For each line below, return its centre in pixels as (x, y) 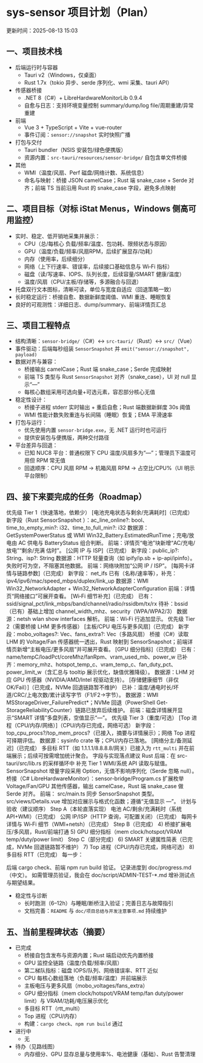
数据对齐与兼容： (36, 362)
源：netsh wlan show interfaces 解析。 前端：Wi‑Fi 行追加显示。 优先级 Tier (101, 619)
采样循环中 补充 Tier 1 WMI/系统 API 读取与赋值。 (109, 763)
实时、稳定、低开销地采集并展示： (58, 236)
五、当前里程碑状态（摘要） (58, 932)
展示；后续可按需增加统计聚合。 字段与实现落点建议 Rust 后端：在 (94, 756)
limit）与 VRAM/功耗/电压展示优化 (66, 1001)
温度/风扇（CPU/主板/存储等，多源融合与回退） (83, 282)
